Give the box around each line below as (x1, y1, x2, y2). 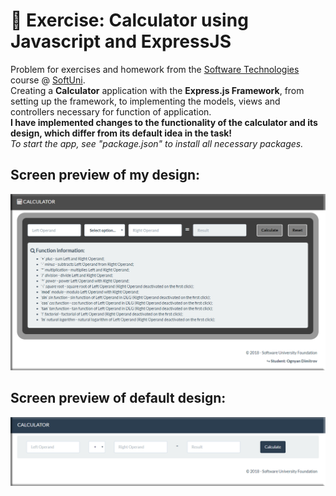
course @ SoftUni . (10, 74, 86, 86)
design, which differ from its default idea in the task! (10, 127, 233, 139)
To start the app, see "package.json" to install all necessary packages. (10, 137, 304, 149)
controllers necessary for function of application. (10, 105, 212, 118)
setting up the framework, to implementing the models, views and (10, 95, 281, 107)
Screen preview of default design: (10, 390, 227, 407)
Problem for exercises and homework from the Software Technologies (10, 63, 300, 75)
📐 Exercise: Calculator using (10, 9, 249, 32)
